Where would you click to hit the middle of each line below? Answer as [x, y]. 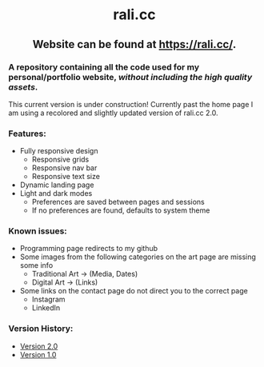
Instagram [48, 299]
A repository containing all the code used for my [104, 67]
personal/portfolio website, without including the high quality [130, 77]
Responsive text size [66, 177]
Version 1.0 [38, 354]
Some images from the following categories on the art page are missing [138, 257]
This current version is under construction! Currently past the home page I [131, 104]
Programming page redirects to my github [89, 249]
